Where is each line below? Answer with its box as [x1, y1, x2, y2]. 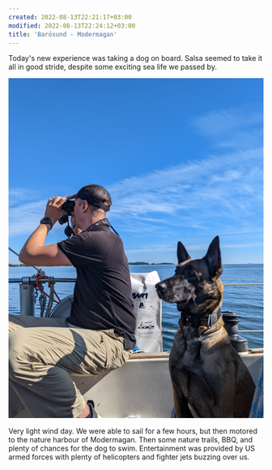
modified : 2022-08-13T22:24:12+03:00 [8, 21, 136, 30]
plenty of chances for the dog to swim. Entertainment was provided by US [8, 443, 256, 453]
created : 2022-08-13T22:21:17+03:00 [8, 13, 132, 21]
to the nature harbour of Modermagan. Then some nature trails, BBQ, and [8, 434, 253, 444]
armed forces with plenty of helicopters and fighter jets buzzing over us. [8, 451, 250, 462]
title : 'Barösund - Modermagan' [8, 30, 117, 38]
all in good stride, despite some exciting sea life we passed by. [8, 62, 217, 72]
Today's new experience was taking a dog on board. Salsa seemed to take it [8, 54, 263, 63]
